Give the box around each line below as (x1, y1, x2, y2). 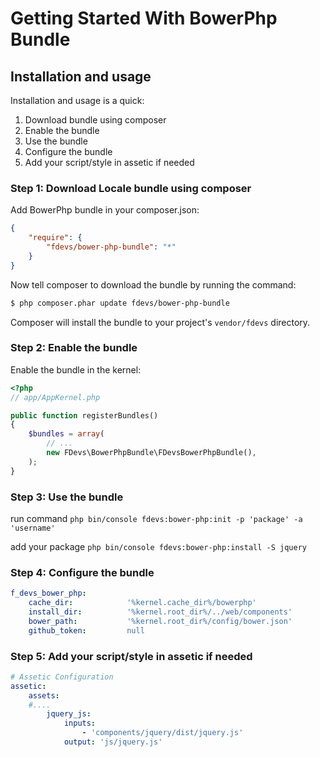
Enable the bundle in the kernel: (10, 363, 142, 376)
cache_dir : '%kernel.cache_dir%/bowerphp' (28, 598, 257, 608)
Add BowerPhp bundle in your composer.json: (10, 204, 200, 216)
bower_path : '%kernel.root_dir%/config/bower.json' (28, 616, 293, 626)
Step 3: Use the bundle (10, 490, 124, 504)
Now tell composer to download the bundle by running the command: (10, 278, 297, 291)
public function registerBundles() (10, 410, 159, 421)
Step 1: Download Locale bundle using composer (10, 181, 252, 195)
